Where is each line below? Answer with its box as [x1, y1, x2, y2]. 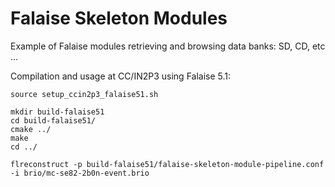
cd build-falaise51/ [10, 115, 97, 126]
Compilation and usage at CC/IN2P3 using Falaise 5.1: [10, 70, 232, 82]
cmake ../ [10, 124, 52, 134]
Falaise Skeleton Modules [10, 7, 228, 30]
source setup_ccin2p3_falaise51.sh [10, 89, 159, 99]
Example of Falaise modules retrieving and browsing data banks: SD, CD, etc [10, 40, 326, 52]
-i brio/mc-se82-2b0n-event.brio [10, 168, 150, 178]
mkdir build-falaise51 [10, 107, 105, 117]
